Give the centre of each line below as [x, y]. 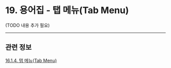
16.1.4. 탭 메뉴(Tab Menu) [31, 60]
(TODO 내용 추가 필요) [27, 25]
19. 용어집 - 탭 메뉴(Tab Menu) [67, 10]
